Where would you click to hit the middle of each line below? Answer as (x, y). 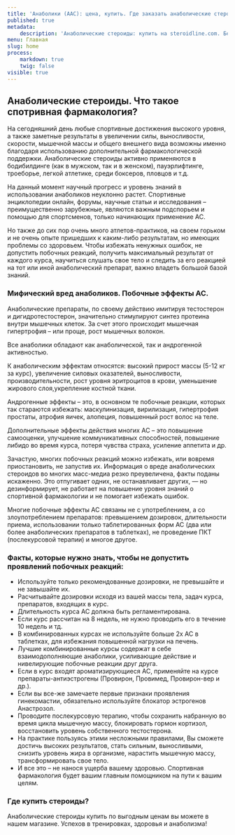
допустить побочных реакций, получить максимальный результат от (111, 253)
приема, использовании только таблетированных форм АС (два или (109, 524)
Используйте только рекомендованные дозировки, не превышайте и (121, 581)
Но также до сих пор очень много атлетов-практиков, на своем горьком (116, 231)
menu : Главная (28, 40)
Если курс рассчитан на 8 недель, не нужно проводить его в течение (121, 619)
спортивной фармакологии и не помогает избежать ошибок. (98, 496)
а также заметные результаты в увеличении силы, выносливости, (106, 136)
